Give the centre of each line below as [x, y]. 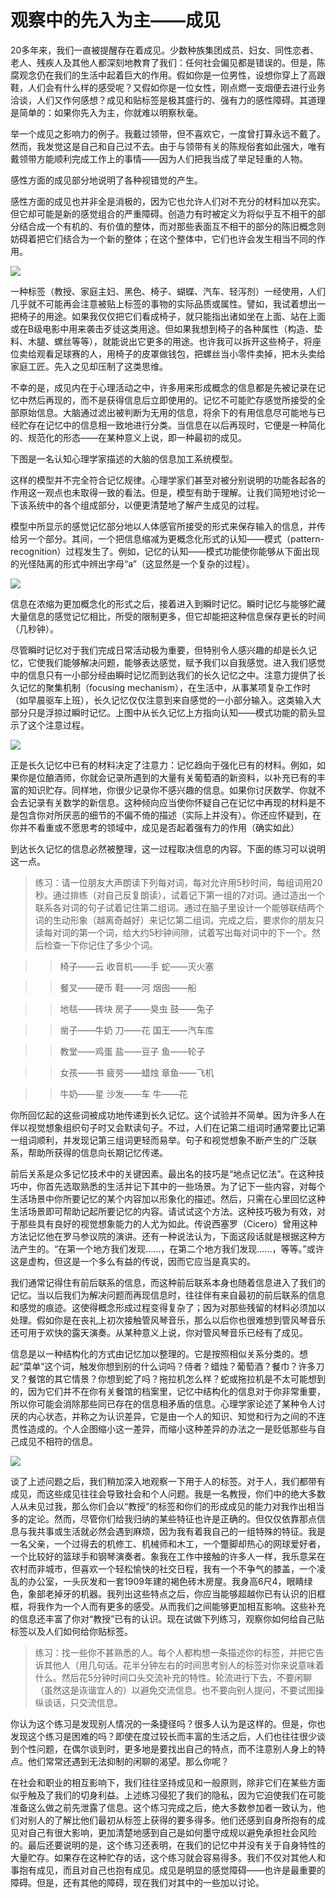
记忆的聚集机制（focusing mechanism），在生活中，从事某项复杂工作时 [164, 687]
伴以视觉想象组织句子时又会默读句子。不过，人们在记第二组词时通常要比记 [163, 1127]
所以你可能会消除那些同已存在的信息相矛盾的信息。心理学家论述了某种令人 [163, 1403]
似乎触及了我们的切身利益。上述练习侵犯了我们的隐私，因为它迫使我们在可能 [168, 1795]
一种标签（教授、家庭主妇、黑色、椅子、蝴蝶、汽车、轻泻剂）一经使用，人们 [168, 291]
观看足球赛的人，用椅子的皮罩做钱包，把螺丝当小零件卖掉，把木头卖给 [181, 353]
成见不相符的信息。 [58, 1441]
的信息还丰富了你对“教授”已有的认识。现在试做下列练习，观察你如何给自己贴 [167, 1618]
